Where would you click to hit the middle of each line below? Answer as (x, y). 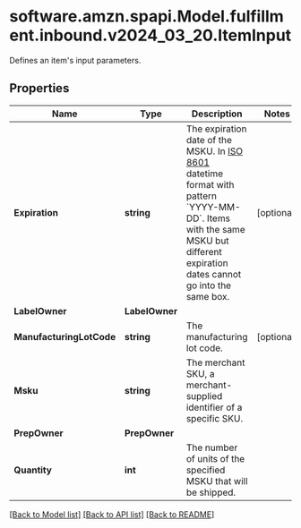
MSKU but (208, 241)
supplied (204, 396)
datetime (205, 174)
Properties (39, 88)
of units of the (215, 458)
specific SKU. (215, 418)
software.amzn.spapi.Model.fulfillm (146, 17)
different (204, 251)
